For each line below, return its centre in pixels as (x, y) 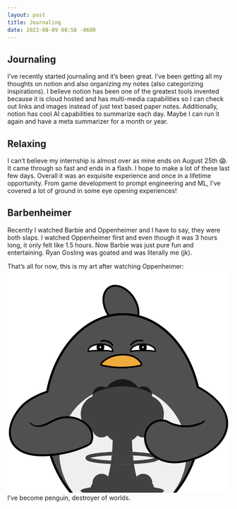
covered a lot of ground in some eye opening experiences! (92, 191)
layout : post (26, 15)
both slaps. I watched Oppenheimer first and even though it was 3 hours (112, 238)
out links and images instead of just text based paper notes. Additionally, (113, 107)
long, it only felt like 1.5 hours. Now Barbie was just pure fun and (101, 245)
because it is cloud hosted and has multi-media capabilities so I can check (116, 99)
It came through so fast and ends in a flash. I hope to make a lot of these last (119, 168)
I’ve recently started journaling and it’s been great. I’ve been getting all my (115, 76)
